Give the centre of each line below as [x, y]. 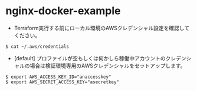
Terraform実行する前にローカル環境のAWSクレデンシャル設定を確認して [102, 28]
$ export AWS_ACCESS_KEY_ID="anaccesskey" [58, 77]
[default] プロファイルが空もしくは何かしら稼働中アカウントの [90, 58]
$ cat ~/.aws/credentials [37, 46]
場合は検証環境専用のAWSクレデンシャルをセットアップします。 [108, 66]
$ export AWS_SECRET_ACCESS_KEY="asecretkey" [62, 82]
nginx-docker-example [63, 11]
